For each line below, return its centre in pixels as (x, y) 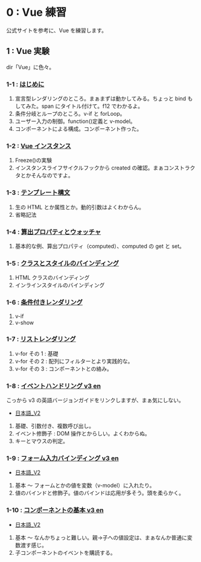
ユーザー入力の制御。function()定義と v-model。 (75, 121)
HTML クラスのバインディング (52, 278)
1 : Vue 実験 (28, 51)
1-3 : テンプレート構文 (38, 193)
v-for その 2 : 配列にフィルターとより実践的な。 (74, 361)
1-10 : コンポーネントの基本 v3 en (55, 511)
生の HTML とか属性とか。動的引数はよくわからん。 (80, 207)
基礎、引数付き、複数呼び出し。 (55, 426)
